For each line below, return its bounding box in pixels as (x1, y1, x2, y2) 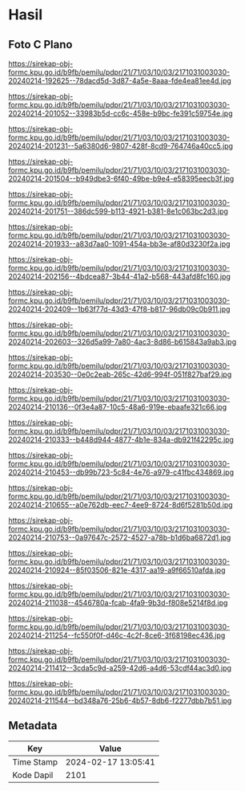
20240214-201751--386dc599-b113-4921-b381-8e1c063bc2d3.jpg (8, 206, 228, 216)
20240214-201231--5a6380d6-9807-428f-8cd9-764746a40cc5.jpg (8, 141, 234, 150)
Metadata (8, 719, 58, 732)
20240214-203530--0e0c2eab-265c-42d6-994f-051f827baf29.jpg (8, 369, 232, 379)
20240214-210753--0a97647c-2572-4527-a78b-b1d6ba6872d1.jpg (8, 532, 231, 542)
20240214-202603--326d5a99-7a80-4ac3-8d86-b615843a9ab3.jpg (8, 337, 237, 346)
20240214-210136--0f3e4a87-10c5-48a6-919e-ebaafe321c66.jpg (8, 402, 227, 411)
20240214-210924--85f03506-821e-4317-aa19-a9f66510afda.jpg (8, 565, 226, 575)
